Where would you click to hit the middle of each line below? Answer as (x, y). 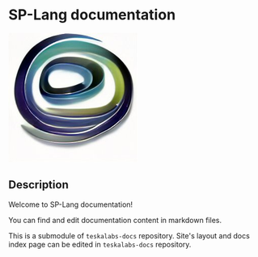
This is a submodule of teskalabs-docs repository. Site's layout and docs (129, 235)
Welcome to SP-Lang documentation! (71, 204)
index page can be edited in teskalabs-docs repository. (100, 244)
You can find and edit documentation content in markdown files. (115, 220)
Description (38, 185)
